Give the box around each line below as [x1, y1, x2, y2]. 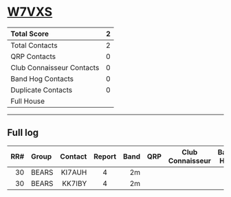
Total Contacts [10, 40, 58, 50]
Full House [10, 96, 45, 106]
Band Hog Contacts [10, 73, 74, 83]
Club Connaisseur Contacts [10, 62, 100, 72]
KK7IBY [61, 178, 87, 188]
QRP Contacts [10, 51, 56, 61]
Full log [7, 127, 39, 139]
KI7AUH [60, 167, 87, 177]
